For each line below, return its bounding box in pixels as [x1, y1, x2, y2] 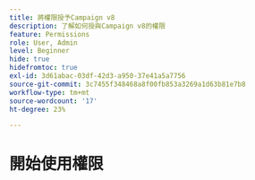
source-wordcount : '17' [9, 96, 98, 106]
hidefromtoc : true [9, 64, 78, 73]
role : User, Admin [9, 38, 78, 47]
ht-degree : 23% [9, 105, 66, 114]
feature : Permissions [9, 30, 90, 39]
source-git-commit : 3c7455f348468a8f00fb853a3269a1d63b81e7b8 [9, 80, 246, 89]
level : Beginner [9, 47, 70, 56]
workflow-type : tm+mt [9, 88, 90, 97]
